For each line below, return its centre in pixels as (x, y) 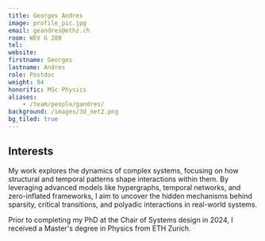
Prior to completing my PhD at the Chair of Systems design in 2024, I (121, 220)
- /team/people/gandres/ (63, 104)
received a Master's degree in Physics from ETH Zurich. (100, 228)
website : (23, 52)
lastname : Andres (37, 68)
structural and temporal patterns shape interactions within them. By (118, 179)
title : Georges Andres (46, 16)
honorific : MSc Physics (48, 89)
